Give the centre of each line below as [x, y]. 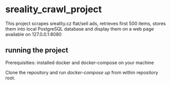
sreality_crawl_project [54, 9]
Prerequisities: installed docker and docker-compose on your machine [80, 63]
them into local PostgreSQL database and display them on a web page [80, 29]
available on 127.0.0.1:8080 [33, 34]
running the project [37, 50]
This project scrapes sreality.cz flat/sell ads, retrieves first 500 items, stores [85, 23]
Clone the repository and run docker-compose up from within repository [82, 72]
